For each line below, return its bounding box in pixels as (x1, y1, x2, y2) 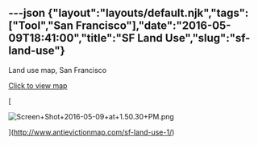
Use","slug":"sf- (164, 31, 251, 45)
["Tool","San (8, 19, 74, 33)
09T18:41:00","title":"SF (8, 31, 135, 45)
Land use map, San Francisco (8, 65, 107, 75)
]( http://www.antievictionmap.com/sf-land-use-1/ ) (8, 127, 175, 137)
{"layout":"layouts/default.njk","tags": (47, 6, 249, 20)
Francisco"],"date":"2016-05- (75, 19, 231, 33)
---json (8, 6, 46, 20)
